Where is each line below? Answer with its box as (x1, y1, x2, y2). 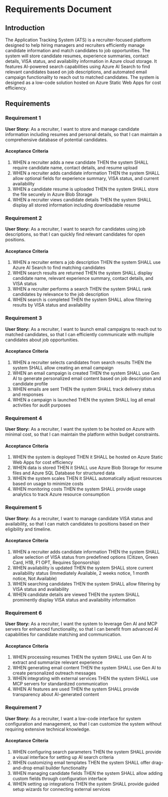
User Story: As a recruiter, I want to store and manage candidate (5, 126, 139, 132)
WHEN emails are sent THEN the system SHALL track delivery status (12, 386, 155, 392)
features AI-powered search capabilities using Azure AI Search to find (5, 64, 150, 69)
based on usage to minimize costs (12, 481, 84, 487)
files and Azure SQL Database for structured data (12, 470, 115, 476)
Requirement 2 (5, 215, 42, 222)
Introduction (5, 24, 45, 32)
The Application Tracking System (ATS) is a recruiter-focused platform (5, 37, 151, 43)
